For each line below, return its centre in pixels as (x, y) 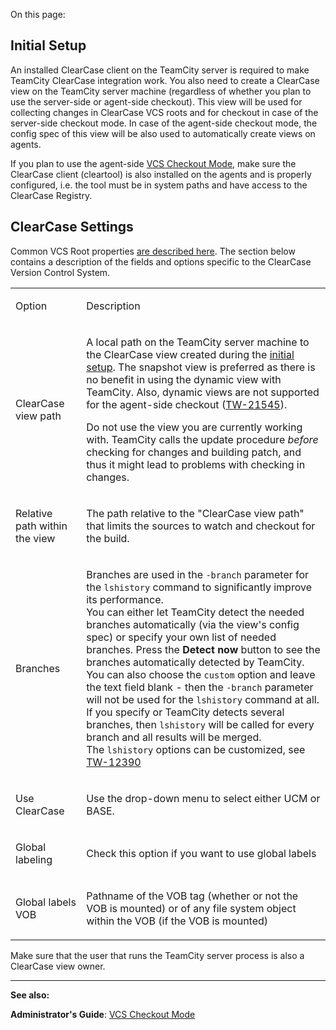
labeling (34, 859)
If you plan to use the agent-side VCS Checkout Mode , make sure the (153, 163)
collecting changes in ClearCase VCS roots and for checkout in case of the (164, 112)
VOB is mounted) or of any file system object (191, 908)
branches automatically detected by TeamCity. (195, 662)
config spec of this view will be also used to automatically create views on (163, 133)
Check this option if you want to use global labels (201, 853)
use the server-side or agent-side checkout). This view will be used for (156, 101)
